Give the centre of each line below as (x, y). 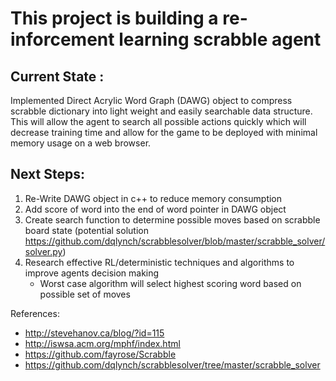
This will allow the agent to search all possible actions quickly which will (158, 121)
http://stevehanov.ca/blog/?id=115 (94, 333)
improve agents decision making (92, 273)
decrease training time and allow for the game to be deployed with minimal (164, 132)
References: (35, 313)
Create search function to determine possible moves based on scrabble (172, 219)
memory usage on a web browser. (81, 143)
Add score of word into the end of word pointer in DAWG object (155, 209)
